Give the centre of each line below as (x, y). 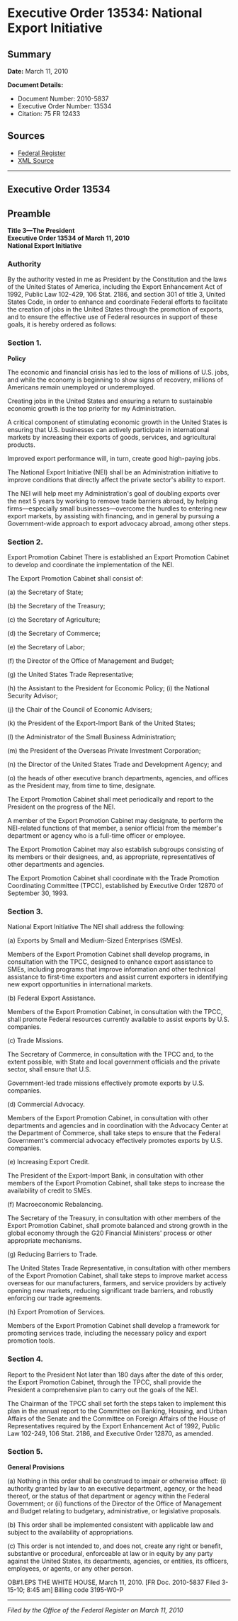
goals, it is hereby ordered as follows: (62, 324)
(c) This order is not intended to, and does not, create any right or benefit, (115, 1546)
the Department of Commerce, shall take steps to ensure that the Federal (114, 1133)
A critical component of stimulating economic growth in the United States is (118, 422)
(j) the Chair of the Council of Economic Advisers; (80, 709)
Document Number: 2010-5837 (63, 98)
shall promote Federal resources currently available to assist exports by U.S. (118, 1019)
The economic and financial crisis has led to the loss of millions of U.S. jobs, (118, 372)
